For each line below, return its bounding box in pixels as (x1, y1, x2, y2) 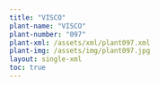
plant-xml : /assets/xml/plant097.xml (9, 38, 151, 47)
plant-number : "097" (9, 30, 87, 39)
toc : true (9, 64, 47, 73)
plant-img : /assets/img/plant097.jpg (9, 47, 151, 56)
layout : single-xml (9, 55, 83, 64)
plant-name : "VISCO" (9, 21, 87, 30)
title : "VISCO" (9, 13, 66, 22)
